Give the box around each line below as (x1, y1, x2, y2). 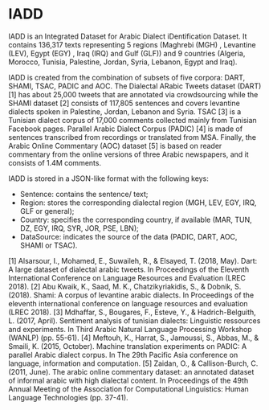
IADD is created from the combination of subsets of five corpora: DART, (8, 72, 246, 82)
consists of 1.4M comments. (8, 158, 102, 167)
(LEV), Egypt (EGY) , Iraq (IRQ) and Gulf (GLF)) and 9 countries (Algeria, (8, 48, 246, 58)
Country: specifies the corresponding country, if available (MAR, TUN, (19, 215, 253, 224)
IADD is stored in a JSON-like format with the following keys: (8, 174, 209, 183)
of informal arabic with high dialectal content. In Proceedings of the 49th (8, 375, 249, 385)
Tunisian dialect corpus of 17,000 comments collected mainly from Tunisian (8, 115, 257, 125)
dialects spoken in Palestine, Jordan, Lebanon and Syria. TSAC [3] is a (8, 106, 242, 117)
